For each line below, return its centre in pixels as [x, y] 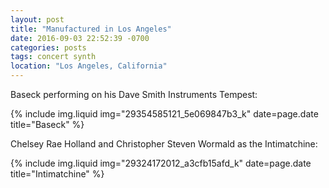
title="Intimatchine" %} [57, 174]
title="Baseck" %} [47, 124]
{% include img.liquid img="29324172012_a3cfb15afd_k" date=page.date [161, 163]
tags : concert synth [53, 57]
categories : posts [48, 47]
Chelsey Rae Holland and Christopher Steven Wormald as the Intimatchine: [164, 144]
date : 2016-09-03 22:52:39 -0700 [80, 38]
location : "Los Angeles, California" [89, 66]
